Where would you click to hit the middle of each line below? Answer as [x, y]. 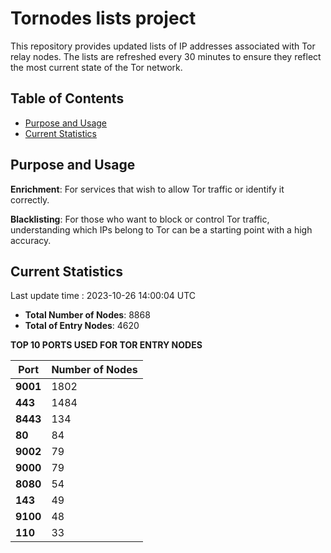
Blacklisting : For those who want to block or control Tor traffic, [140, 219]
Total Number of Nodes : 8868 [87, 315]
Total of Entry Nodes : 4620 [82, 326]
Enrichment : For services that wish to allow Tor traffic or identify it [147, 189]
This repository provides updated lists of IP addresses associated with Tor [163, 46]
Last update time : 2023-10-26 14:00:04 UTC [103, 296]
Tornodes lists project [103, 18]
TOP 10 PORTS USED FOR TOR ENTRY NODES [106, 345]
